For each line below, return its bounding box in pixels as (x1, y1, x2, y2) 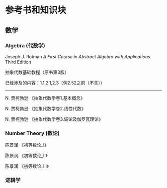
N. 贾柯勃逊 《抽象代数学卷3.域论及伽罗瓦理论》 (5, 116, 103, 122)
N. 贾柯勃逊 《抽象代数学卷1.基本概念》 (5, 95, 85, 101)
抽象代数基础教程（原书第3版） (5, 69, 69, 75)
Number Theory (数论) (5, 130, 60, 137)
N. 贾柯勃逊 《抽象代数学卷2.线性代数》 (5, 105, 86, 111)
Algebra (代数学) (5, 42, 46, 49)
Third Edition (5, 59, 31, 65)
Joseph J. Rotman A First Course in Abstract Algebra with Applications (5, 53, 151, 60)
